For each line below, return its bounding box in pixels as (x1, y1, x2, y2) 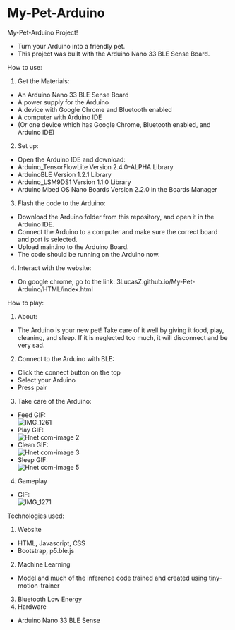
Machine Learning (17, 559, 71, 569)
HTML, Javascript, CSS (17, 538, 86, 547)
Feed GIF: (17, 411, 46, 419)
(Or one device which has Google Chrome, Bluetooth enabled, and (17, 120, 211, 128)
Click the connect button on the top (17, 368, 121, 377)
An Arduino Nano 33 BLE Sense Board (17, 90, 129, 99)
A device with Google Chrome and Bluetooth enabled (17, 105, 173, 114)
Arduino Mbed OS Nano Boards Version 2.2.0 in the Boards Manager (17, 185, 217, 193)
